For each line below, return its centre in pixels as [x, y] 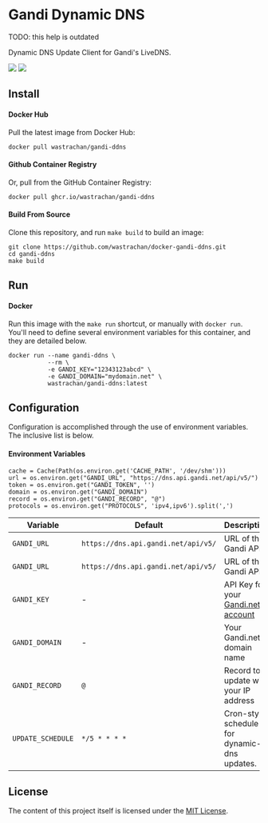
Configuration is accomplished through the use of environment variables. [128, 427]
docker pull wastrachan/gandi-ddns [67, 147]
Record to [242, 670]
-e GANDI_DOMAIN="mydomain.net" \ [104, 376]
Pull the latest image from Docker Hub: [72, 132]
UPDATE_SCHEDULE [43, 738]
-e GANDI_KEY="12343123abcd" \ [99, 370]
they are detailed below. [47, 341]
